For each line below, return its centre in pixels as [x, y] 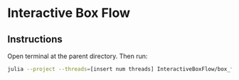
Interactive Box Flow [69, 13]
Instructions [35, 39]
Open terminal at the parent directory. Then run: [78, 56]
